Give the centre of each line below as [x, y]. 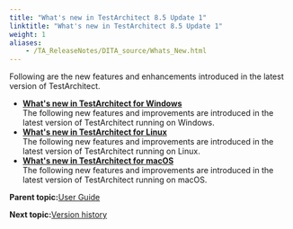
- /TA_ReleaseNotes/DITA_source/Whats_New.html [116, 51]
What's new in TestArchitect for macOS [98, 161]
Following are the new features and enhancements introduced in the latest [147, 76]
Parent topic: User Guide [55, 198]
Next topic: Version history [58, 215]
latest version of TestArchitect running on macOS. [115, 180]
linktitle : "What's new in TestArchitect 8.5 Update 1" [116, 26]
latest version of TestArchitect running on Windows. [118, 123]
